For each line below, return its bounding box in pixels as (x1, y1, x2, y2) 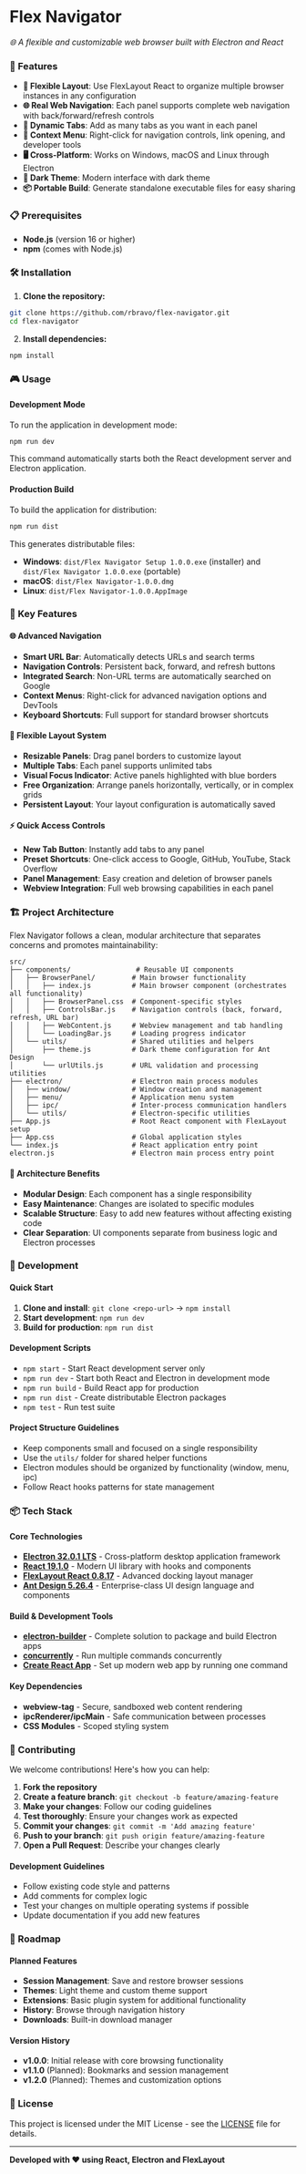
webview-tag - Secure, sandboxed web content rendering (22, 1701, 243, 1712)
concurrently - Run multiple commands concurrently (22, 1650, 222, 1661)
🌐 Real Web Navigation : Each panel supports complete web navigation (22, 100, 291, 111)
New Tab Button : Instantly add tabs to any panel (22, 844, 205, 855)
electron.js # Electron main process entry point (9, 1149, 275, 1159)
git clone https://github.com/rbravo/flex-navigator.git (9, 308, 230, 317)
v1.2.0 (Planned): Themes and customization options (22, 2075, 222, 2086)
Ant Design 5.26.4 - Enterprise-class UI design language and (22, 1580, 255, 1592)
